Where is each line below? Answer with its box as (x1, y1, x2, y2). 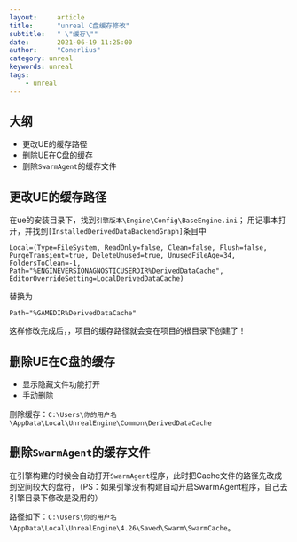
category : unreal (9, 54, 74, 63)
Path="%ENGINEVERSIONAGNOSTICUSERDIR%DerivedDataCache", (9, 267, 224, 275)
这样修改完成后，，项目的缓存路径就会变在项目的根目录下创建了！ (9, 325, 246, 337)
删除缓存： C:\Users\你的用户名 (9, 409, 117, 420)
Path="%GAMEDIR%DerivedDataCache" (9, 309, 137, 318)
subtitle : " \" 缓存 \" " (9, 29, 98, 38)
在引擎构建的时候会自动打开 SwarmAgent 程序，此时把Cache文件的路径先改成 (9, 470, 283, 481)
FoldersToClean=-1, (9, 259, 82, 268)
